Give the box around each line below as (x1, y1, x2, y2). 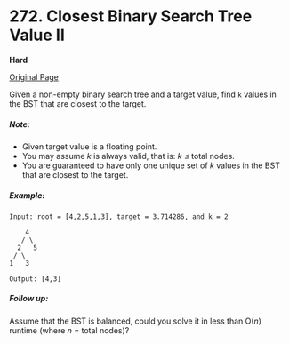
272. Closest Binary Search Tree (9, 6, 253, 27)
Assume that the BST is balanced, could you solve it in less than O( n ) (9, 316, 262, 326)
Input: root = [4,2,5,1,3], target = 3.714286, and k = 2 (9, 212, 229, 221)
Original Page (9, 71, 60, 82)
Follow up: (9, 293, 49, 304)
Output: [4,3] (9, 274, 62, 284)
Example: (9, 189, 45, 201)
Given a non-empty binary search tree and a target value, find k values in (9, 89, 277, 100)
